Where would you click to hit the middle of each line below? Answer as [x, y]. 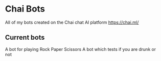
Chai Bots [25, 9]
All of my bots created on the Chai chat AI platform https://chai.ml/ [72, 22]
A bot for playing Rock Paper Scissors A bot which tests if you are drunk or [80, 49]
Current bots [25, 38]
